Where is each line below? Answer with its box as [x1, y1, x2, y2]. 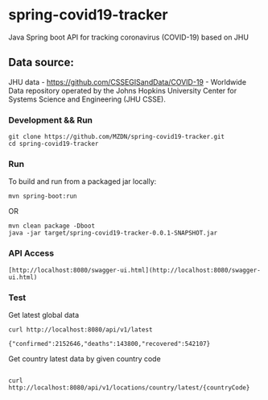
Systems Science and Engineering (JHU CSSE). [8, 94, 167, 104]
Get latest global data [8, 310, 80, 319]
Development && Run [8, 115, 93, 126]
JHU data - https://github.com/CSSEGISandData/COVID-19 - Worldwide [8, 77, 247, 86]
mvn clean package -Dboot [8, 222, 95, 231]
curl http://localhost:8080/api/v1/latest [8, 325, 153, 334]
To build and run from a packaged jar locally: [8, 177, 157, 186]
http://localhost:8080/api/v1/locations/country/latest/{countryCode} [8, 383, 250, 392]
